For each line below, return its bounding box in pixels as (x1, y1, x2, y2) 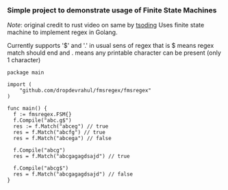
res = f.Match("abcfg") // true (13, 129, 106, 136)
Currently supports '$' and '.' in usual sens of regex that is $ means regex (7, 42, 214, 50)
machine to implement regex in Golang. (7, 28, 118, 36)
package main (7, 69, 45, 77)
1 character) (7, 56, 41, 64)
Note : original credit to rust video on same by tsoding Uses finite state (7, 21, 205, 29)
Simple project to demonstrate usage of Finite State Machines (7, 5, 217, 15)
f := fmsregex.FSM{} (13, 111, 72, 118)
